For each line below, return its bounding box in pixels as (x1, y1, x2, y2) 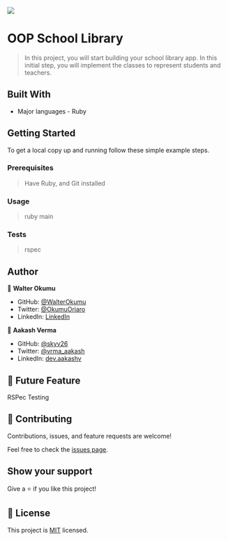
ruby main (24, 213, 54, 221)
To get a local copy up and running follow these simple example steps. (7, 146, 210, 154)
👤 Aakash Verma (7, 326, 57, 335)
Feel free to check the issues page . (7, 445, 108, 453)
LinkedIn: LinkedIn (17, 312, 70, 321)
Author (7, 266, 38, 277)
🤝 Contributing (7, 413, 73, 425)
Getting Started (7, 128, 76, 139)
